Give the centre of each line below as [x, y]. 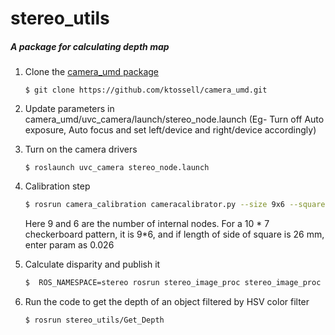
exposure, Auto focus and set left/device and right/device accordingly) [170, 130]
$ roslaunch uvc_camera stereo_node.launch [117, 168]
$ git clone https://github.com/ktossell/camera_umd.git [146, 90]
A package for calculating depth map [90, 46]
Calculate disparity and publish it [92, 264]
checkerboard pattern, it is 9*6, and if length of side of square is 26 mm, [174, 234]
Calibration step [57, 186]
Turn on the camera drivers [81, 149]
